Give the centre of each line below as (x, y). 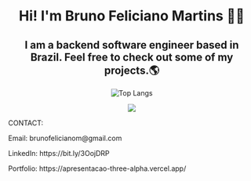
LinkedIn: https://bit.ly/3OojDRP (59, 153)
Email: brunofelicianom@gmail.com (65, 138)
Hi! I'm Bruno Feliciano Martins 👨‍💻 (132, 16)
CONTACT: (26, 123)
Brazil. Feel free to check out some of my (132, 57)
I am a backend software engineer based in (132, 45)
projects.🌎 (132, 70)
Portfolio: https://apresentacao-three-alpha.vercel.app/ (97, 168)
